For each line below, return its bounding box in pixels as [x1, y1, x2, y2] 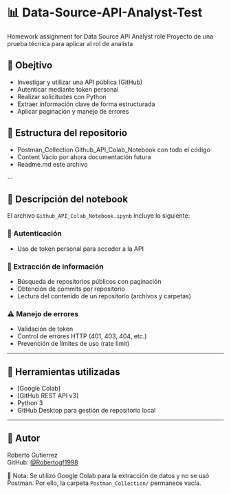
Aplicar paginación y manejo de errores [16, 107, 129, 115]
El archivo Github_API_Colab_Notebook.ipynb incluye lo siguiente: [7, 212, 190, 220]
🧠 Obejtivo [7, 59, 53, 72]
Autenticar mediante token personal [16, 85, 119, 93]
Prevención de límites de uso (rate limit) [16, 340, 130, 348]
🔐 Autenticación [7, 229, 62, 238]
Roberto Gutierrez [7, 451, 58, 459]
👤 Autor [7, 433, 41, 444]
